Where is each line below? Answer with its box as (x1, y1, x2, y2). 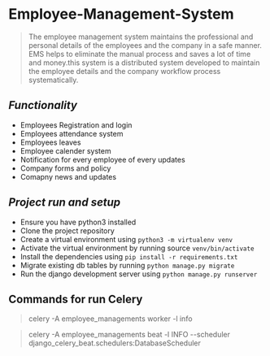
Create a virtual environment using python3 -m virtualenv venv (20, 234, 233, 244)
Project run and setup (8, 196, 121, 210)
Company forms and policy (20, 163, 111, 173)
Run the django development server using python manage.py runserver (20, 269, 258, 279)
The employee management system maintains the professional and (28, 32, 254, 41)
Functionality (8, 98, 77, 112)
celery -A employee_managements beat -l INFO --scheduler (28, 330, 230, 340)
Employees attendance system (20, 128, 124, 138)
